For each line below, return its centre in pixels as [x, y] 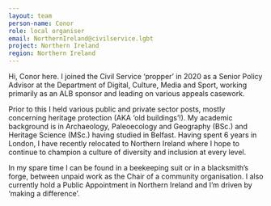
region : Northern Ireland [52, 53]
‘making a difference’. [44, 193]
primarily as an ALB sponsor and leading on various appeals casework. [127, 93]
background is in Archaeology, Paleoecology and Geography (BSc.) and [128, 126]
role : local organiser [47, 31]
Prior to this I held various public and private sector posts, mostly [117, 109]
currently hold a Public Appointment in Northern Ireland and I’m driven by [130, 185]
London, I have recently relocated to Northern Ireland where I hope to [124, 143]
